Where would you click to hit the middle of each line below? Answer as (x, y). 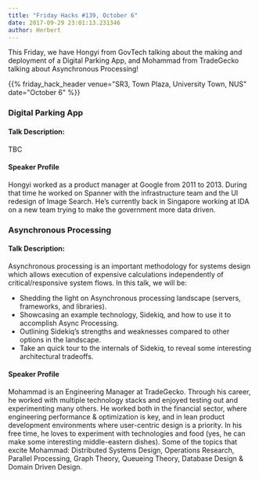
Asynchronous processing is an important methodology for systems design (129, 266)
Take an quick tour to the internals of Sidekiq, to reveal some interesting (135, 348)
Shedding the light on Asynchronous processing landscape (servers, (130, 298)
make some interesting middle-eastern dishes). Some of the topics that (122, 442)
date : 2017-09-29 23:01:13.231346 (65, 23)
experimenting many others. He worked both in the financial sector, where (128, 408)
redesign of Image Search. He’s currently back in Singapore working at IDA (129, 201)
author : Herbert (34, 30)
